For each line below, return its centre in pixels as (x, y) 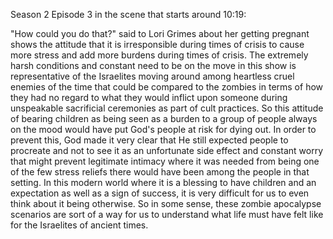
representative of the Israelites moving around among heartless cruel (152, 76)
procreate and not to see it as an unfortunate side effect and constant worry (167, 150)
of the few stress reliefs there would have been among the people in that (160, 172)
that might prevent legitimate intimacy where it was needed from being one (165, 161)
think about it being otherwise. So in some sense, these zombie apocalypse (166, 203)
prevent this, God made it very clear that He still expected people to (149, 140)
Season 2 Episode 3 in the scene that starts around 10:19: (128, 14)
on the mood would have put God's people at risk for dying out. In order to (163, 129)
